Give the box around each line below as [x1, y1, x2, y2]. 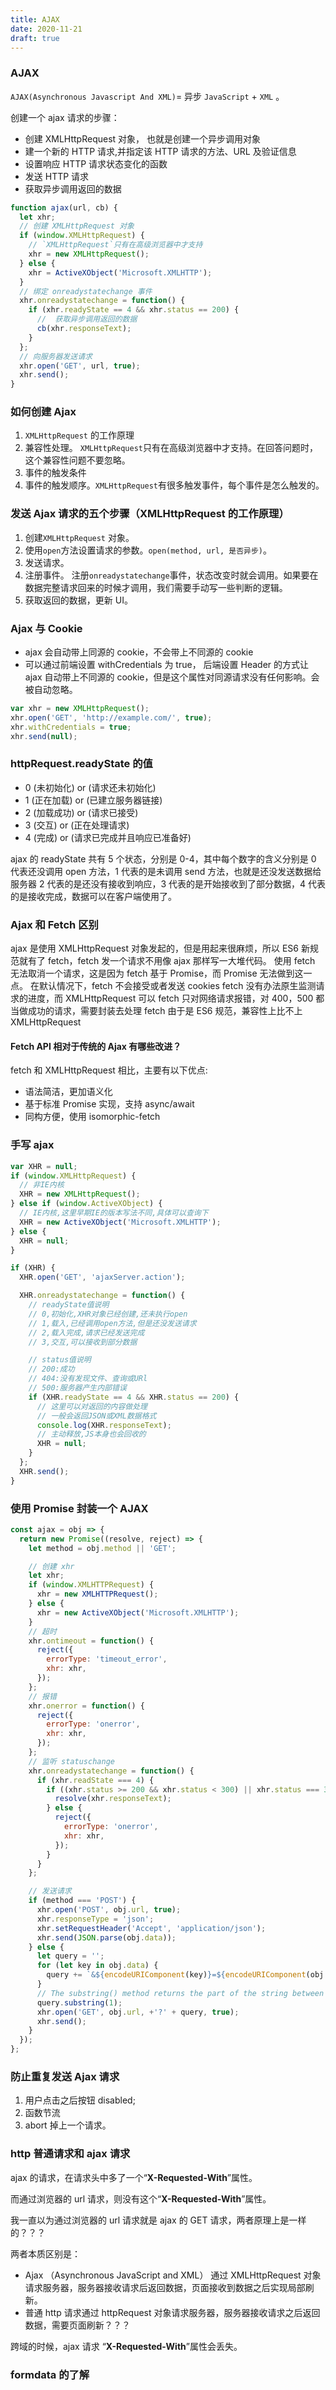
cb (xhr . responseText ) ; [36, 324, 132, 334]
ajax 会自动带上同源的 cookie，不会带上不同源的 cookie [24, 646, 254, 658]
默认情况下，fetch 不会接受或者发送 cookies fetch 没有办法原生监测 [38, 980, 317, 992]
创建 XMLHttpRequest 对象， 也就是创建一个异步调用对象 [24, 132, 262, 145]
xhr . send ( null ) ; [10, 731, 78, 741]
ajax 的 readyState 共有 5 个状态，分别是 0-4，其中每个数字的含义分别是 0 [10, 852, 317, 865]
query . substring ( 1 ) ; [36, 1997, 123, 2008]
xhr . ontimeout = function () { [28, 1636, 155, 1646]
